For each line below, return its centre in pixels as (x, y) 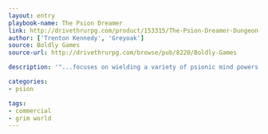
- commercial (30, 111)
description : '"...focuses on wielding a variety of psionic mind (121, 67)
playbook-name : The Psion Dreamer (66, 23)
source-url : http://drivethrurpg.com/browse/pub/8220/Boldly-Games (123, 53)
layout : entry (32, 16)
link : (17, 30)
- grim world (30, 118)
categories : (28, 81)
